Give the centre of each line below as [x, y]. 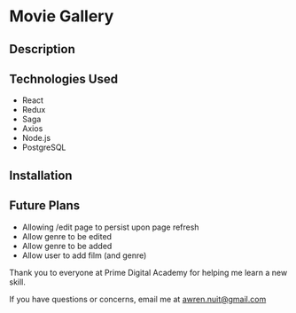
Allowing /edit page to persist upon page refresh [110, 227]
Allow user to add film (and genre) [84, 255]
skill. [18, 282]
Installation [41, 175]
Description [42, 49]
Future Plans [45, 206]
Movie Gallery [62, 16]
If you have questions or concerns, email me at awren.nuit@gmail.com [138, 299]
